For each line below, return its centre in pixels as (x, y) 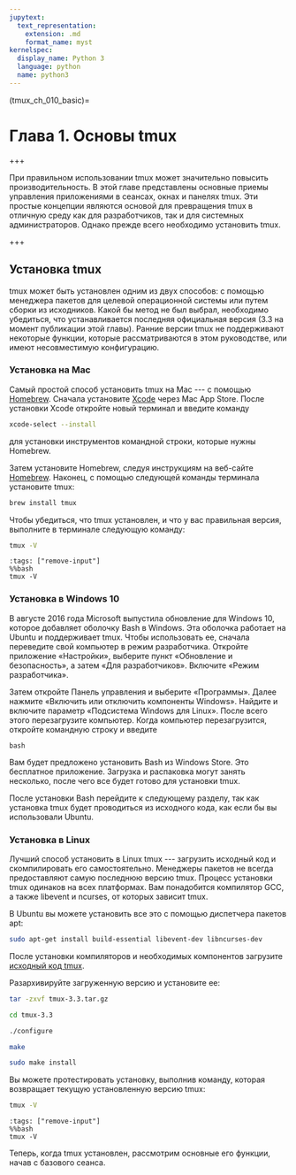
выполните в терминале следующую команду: (97, 529)
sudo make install (43, 1063)
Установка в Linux (50, 840)
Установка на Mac (50, 370)
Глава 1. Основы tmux (93, 136)
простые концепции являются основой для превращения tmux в (131, 205)
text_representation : (57, 26)
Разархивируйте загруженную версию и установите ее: (115, 982)
